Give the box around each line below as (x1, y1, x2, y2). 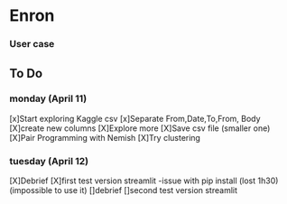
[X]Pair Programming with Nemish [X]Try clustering (9, 132, 201, 143)
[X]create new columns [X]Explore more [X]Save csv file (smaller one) (9, 123, 271, 134)
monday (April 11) (9, 92, 88, 105)
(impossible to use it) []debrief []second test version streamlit (9, 185, 237, 196)
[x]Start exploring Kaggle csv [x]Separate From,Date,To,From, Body (9, 113, 261, 124)
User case (9, 38, 55, 51)
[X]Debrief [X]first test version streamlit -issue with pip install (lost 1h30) (9, 175, 279, 186)
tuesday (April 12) (9, 154, 89, 167)
